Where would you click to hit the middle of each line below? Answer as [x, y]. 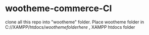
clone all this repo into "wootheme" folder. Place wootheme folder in [75, 22]
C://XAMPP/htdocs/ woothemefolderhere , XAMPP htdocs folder [70, 27]
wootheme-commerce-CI [59, 9]
